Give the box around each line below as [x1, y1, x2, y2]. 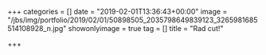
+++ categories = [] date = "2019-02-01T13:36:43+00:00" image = [7, 7, 228, 16]
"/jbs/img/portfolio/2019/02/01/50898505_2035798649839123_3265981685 [7, 15, 258, 25]
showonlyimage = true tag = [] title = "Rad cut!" [68, 24, 224, 33]
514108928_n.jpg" [7, 24, 67, 33]
